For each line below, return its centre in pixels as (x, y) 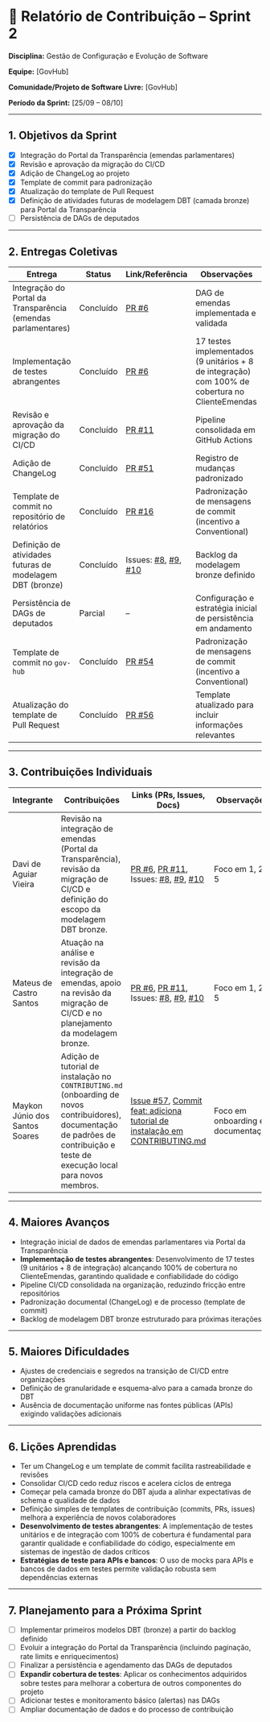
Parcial (92, 613)
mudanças (215, 468)
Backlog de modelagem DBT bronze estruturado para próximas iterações (141, 1319)
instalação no (86, 1077)
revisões (34, 1475)
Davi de (27, 864)
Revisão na (82, 819)
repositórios (40, 1293)
